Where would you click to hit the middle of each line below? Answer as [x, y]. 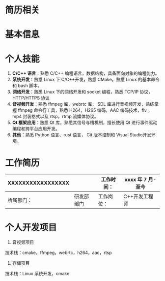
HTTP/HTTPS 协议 [31, 98]
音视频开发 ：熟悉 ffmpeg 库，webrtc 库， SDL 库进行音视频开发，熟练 [83, 104]
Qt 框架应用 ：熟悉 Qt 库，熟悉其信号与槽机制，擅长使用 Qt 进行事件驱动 [85, 123]
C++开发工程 [138, 196]
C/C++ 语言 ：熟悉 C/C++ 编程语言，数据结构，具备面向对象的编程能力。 [86, 73]
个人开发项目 [31, 228]
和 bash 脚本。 [27, 86]
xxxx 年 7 [136, 180]
